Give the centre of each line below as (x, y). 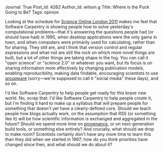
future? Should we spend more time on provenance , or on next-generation (80, 124)
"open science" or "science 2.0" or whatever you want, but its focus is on (79, 63)
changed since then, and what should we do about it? (59, 144)
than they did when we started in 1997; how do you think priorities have (76, 139)
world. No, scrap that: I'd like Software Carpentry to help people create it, (79, 98)
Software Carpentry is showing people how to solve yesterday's (69, 27)
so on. (11, 84)
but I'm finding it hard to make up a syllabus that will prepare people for (77, 103)
